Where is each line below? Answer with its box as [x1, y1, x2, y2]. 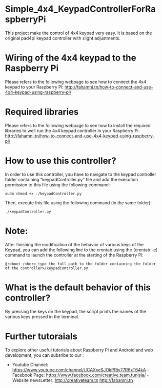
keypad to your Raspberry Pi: [5, 84, 64, 90]
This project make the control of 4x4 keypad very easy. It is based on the [5, 30, 152, 36]
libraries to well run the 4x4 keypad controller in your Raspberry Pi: [5, 128, 140, 133]
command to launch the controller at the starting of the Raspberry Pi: [5, 252, 143, 258]
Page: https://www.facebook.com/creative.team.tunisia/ [33, 372, 146, 378]
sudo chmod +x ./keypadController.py [5, 191, 82, 196]
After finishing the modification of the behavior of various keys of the [5, 241, 144, 247]
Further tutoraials [5, 331, 78, 342]
